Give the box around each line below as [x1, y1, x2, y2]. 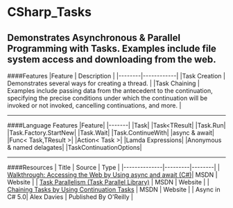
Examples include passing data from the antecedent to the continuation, [7, 87, 213, 94]
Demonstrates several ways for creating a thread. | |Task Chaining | [7, 79, 200, 87]
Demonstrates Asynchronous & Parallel [7, 32, 181, 44]
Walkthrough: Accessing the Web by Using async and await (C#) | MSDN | [7, 171, 218, 179]
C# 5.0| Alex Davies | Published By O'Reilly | [7, 193, 134, 201]
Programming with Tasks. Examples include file [7, 42, 217, 54]
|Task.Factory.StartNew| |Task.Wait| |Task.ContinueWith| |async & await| [7, 129, 215, 137]
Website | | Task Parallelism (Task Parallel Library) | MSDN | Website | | [7, 178, 209, 186]
